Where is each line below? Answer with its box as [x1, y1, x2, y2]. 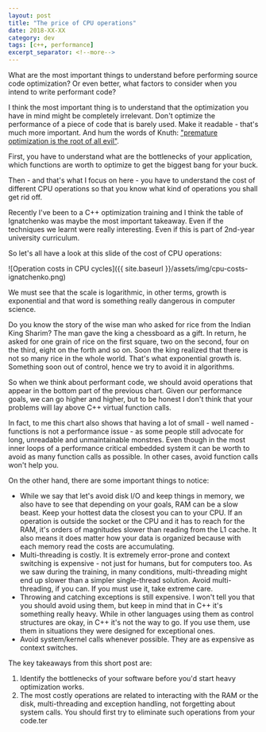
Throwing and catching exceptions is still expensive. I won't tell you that [19, 592, 256, 602]
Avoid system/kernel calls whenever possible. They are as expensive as [19, 634, 255, 644]
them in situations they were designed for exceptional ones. [19, 626, 216, 635]
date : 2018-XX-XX [8, 26, 66, 34]
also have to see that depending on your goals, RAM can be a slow [19, 499, 238, 509]
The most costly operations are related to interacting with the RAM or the [19, 691, 259, 699]
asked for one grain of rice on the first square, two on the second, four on [8, 337, 249, 346]
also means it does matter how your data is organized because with [19, 534, 241, 542]
